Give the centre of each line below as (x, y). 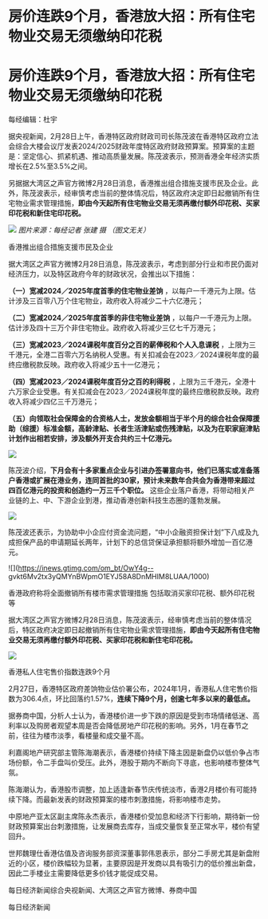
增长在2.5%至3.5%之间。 (50, 166)
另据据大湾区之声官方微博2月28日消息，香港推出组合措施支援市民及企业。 (130, 183)
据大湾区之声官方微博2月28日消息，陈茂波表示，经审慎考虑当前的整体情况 (130, 620)
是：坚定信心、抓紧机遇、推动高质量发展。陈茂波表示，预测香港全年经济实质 (134, 156)
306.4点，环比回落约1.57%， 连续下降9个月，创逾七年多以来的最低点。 (138, 699)
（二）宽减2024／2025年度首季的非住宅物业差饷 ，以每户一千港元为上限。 (132, 318)
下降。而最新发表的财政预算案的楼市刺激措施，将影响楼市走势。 (120, 799)
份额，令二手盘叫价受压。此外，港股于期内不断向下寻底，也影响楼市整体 (134, 763)
